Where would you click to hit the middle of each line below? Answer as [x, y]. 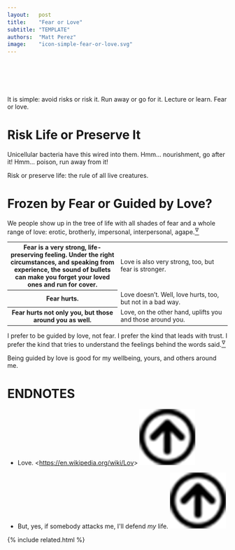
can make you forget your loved [63, 277]
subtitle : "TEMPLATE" [39, 29]
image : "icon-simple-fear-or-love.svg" [70, 44]
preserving [27, 255]
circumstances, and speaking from [62, 262]
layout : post [29, 15]
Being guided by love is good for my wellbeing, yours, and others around [112, 358]
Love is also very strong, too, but [168, 262]
